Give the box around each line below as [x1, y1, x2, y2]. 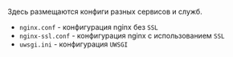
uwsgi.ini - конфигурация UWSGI [18, 39, 129, 49]
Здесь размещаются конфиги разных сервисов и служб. [7, 7, 202, 16]
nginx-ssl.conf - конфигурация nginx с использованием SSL [18, 31, 226, 40]
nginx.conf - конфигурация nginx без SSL [18, 22, 158, 31]
